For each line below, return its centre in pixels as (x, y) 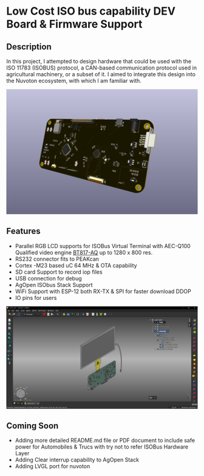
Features (23, 231)
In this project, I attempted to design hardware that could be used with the (99, 61)
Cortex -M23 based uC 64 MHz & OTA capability (76, 265)
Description (29, 47)
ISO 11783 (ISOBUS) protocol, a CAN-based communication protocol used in (102, 68)
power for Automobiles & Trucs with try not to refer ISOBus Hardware (102, 447)
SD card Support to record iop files (59, 272)
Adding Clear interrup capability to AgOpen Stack (77, 460)
